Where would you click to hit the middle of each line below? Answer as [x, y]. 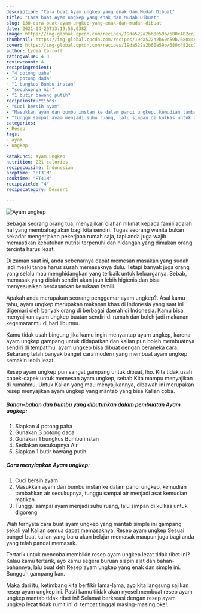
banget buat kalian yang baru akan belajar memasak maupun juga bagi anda [100, 536]
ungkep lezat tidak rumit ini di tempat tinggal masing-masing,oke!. [87, 604]
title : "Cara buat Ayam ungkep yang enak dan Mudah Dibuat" [83, 17]
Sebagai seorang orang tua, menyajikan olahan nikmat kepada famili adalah [99, 223]
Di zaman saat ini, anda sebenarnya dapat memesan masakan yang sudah [98, 261]
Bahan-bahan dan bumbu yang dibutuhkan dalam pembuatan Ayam [94, 404]
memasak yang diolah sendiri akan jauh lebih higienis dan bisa [83, 280]
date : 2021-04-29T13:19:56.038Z [46, 28]
